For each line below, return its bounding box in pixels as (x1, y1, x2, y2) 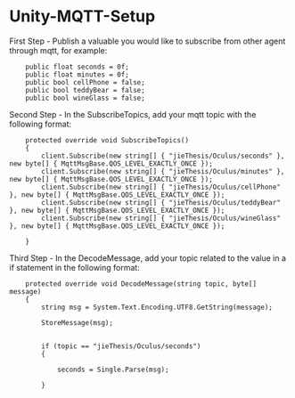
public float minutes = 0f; (25, 69, 129, 79)
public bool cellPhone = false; (25, 77, 145, 86)
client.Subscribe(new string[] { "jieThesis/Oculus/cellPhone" (41, 183, 281, 191)
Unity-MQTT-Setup (9, 6, 156, 27)
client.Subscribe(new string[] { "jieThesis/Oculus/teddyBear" (41, 198, 281, 207)
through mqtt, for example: (9, 45, 108, 55)
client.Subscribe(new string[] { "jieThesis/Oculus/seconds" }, (41, 151, 285, 160)
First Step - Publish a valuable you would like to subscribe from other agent (9, 36, 286, 46)
